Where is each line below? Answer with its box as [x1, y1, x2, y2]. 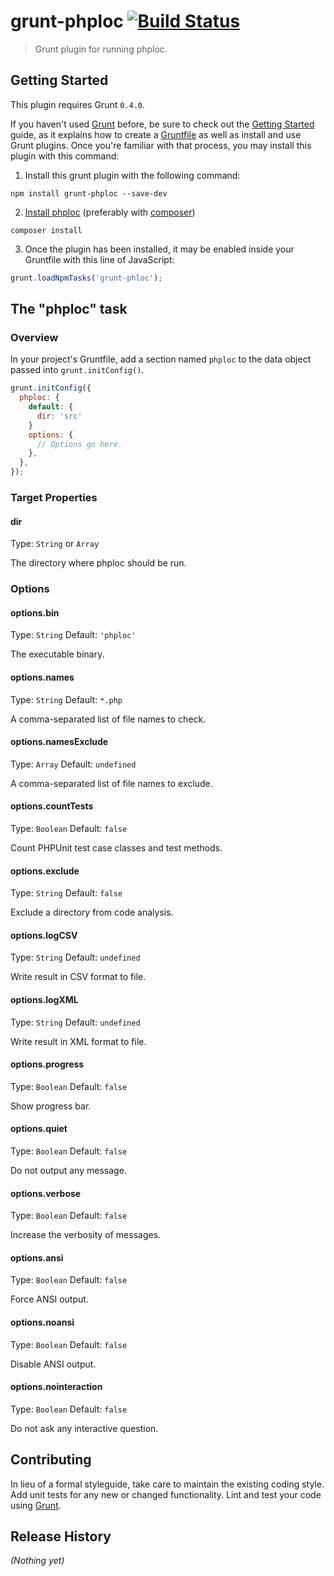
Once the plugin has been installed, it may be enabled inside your [24, 243, 295, 255]
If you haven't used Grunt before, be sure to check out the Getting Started [10, 118, 315, 130]
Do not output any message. [10, 1164, 127, 1176]
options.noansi [10, 1316, 75, 1328]
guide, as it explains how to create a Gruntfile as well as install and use [10, 128, 302, 140]
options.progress [10, 1058, 85, 1070]
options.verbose [10, 1187, 82, 1199]
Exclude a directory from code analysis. [10, 906, 174, 919]
